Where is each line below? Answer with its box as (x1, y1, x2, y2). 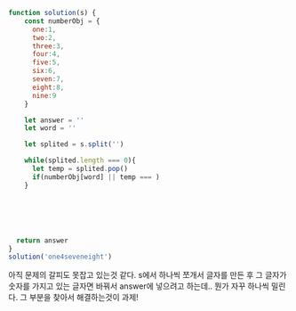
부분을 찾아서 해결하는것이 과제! (28, 292, 139, 303)
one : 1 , (31, 25, 57, 34)
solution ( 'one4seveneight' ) (8, 252, 113, 262)
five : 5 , (31, 58, 61, 67)
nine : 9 (31, 91, 57, 100)
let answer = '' (24, 116, 85, 125)
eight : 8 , (31, 83, 65, 92)
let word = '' (24, 124, 76, 133)
